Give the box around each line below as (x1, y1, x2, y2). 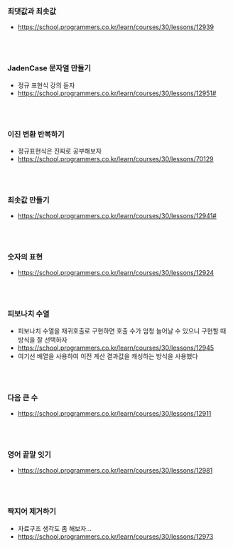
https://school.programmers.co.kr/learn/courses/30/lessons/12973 (17, 532, 214, 541)
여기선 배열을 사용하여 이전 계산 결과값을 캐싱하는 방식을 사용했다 (17, 352, 198, 360)
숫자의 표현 (7, 252, 43, 262)
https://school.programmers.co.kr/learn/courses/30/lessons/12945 (17, 343, 215, 352)
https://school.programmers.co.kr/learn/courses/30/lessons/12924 (17, 269, 215, 277)
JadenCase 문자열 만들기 (7, 63, 91, 73)
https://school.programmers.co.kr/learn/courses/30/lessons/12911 (17, 409, 212, 418)
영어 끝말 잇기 (7, 450, 52, 459)
